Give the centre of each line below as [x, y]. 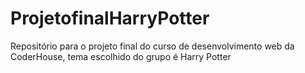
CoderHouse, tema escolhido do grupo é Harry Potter [121, 56]
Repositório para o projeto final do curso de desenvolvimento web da [152, 46]
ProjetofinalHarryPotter [110, 18]
